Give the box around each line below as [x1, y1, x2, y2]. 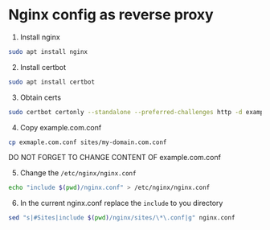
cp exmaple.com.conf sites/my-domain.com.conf [8, 138, 167, 146]
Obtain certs [19, 92, 62, 102]
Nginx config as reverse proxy [8, 6, 215, 24]
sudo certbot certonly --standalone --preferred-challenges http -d [8, 108, 243, 116]
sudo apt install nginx [8, 47, 88, 55]
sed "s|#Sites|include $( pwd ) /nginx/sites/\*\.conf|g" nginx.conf [8, 214, 235, 222]
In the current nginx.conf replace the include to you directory [19, 199, 223, 208]
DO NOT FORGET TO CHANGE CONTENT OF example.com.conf [8, 153, 221, 162]
